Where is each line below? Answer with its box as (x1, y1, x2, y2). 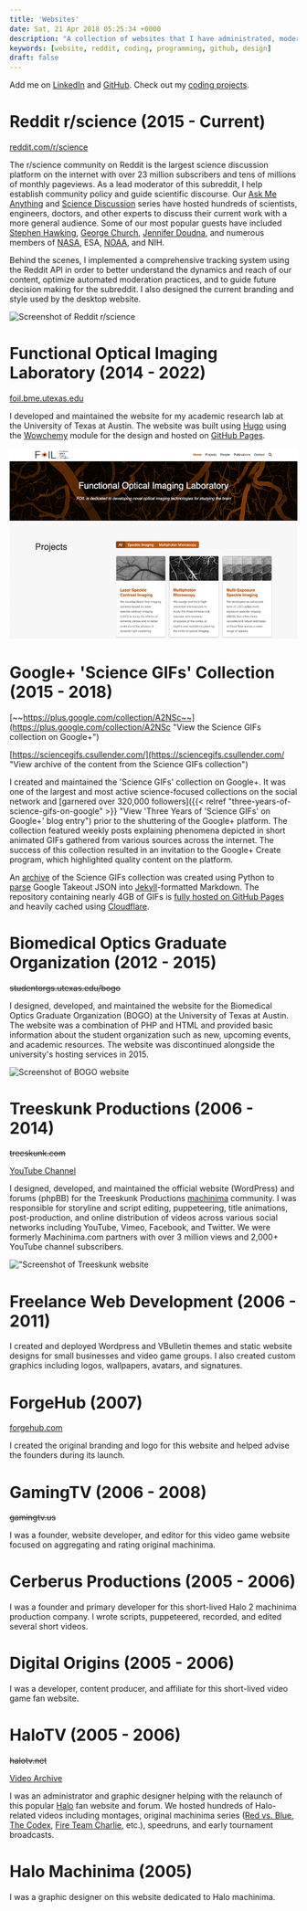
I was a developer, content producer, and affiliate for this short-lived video (9, 1684, 289, 1695)
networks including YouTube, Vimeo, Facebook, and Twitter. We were (9, 1222, 271, 1233)
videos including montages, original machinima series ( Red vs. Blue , (37, 1810, 294, 1821)
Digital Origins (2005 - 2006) (9, 1653, 235, 1673)
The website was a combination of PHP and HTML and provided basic (9, 1019, 273, 1030)
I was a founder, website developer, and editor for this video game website (9, 1530, 291, 1541)
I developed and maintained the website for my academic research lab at (9, 411, 284, 421)
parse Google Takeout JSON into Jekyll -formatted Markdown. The (9, 882, 259, 892)
